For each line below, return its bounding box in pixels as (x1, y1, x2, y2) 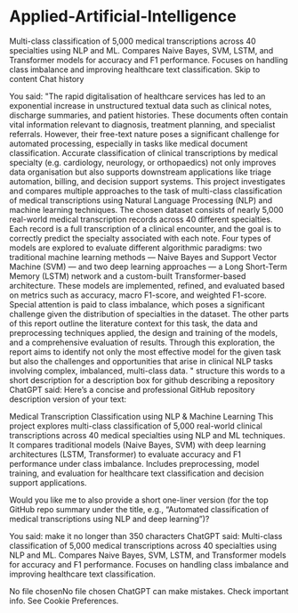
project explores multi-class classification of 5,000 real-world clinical (9, 421, 262, 431)
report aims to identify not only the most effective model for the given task (9, 346, 282, 357)
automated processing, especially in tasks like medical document (9, 138, 248, 149)
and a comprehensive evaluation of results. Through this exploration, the (9, 337, 276, 347)
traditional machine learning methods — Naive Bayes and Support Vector (9, 251, 278, 262)
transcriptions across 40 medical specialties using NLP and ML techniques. (9, 429, 286, 440)
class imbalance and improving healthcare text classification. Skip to (9, 64, 261, 75)
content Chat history (9, 73, 85, 84)
